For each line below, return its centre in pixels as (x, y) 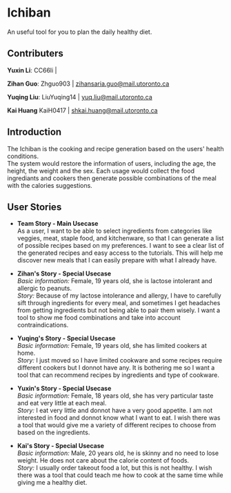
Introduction (34, 132)
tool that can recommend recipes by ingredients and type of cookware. (118, 375)
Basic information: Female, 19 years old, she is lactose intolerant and (114, 281)
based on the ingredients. (53, 432)
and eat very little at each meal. (62, 403)
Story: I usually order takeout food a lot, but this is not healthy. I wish (114, 468)
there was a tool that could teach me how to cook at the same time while (120, 475)
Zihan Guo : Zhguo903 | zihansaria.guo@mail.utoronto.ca (88, 84)
